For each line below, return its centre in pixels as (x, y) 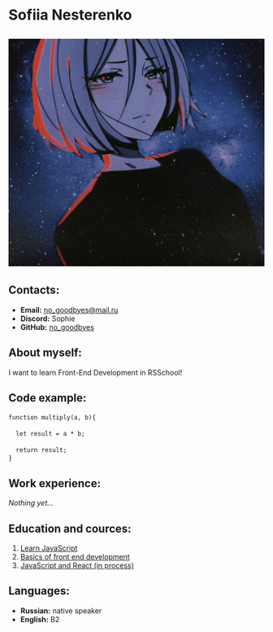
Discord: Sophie (48, 318)
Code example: (48, 398)
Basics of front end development (75, 557)
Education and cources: (70, 528)
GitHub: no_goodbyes (57, 327)
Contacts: (34, 290)
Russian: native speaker (61, 610)
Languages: (39, 591)
